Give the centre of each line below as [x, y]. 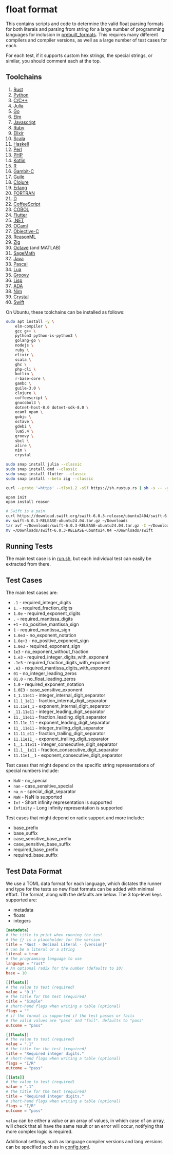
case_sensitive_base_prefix [42, 839]
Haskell [21, 144]
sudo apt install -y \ [30, 321]
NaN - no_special [30, 781]
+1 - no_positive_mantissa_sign [46, 624]
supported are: [22, 900]
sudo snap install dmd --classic [42, 469]
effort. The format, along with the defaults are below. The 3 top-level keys [84, 895]
